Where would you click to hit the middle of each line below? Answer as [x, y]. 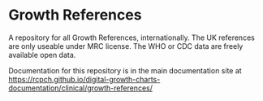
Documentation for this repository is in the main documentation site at [125, 70]
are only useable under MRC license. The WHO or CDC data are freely [126, 46]
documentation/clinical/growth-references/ [80, 88]
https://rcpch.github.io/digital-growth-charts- [84, 79]
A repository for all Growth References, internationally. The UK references [132, 37]
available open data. [42, 55]
